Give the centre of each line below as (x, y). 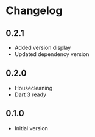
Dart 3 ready (30, 94)
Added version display (43, 47)
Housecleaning (33, 88)
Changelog (34, 11)
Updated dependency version (52, 54)
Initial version (31, 128)
